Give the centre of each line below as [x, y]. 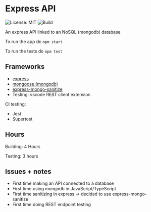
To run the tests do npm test [34, 51]
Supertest [22, 119]
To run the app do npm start [34, 41]
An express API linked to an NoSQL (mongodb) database [63, 32]
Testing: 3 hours [22, 156]
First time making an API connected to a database [63, 183]
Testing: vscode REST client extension [51, 94]
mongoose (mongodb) [35, 84]
